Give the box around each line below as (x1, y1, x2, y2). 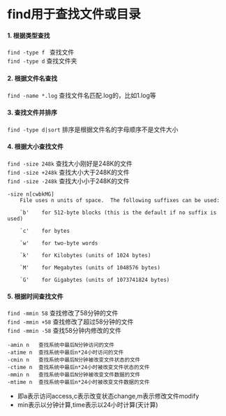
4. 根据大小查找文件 (7, 143, 64, 151)
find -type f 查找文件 (7, 48, 75, 57)
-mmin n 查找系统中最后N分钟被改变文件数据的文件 (7, 371, 141, 378)
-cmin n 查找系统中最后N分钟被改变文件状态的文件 (7, 357, 141, 364)
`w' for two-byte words (20, 240, 98, 247)
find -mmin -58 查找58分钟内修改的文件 (7, 327, 122, 335)
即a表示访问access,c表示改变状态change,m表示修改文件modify (17, 392, 199, 401)
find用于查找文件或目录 (7, 6, 142, 22)
